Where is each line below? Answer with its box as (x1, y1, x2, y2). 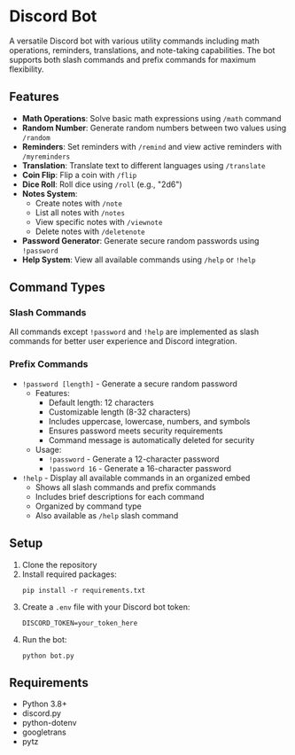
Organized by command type (35, 501, 142, 511)
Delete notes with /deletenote (35, 226, 145, 237)
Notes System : (21, 188, 78, 198)
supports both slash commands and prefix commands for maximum (9, 54, 257, 65)
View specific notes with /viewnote (35, 216, 163, 227)
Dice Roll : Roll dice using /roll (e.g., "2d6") (21, 179, 183, 190)
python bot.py (21, 651, 74, 660)
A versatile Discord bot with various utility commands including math (9, 35, 260, 46)
